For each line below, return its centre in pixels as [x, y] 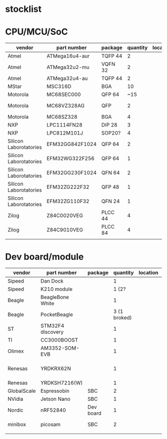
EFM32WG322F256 [71, 158]
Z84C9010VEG [65, 230]
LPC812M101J [65, 133]
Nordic [16, 410]
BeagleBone [55, 297]
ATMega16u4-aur [68, 56]
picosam [50, 425]
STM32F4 [52, 326]
